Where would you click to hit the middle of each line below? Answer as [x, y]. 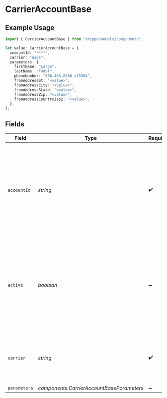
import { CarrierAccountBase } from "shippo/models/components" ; [74, 39]
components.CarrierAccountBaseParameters [91, 388]
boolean [48, 285]
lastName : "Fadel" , [34, 71]
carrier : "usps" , [28, 57]
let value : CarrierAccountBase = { [42, 48]
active [15, 285]
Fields [15, 124]
